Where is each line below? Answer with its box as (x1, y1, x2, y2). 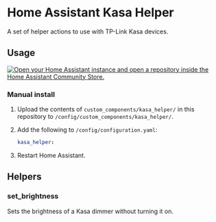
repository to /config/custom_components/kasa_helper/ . (16, 113, 173, 121)
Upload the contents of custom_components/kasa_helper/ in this (16, 105, 195, 113)
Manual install (7, 89, 56, 99)
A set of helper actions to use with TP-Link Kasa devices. (7, 27, 169, 36)
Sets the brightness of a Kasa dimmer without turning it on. (7, 207, 173, 215)
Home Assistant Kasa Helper (7, 5, 175, 20)
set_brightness (7, 191, 59, 201)
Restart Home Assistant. (16, 151, 86, 159)
